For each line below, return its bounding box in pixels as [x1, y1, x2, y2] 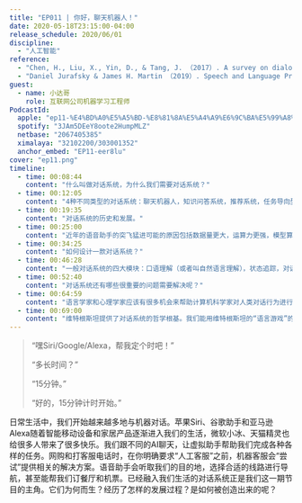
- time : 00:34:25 [17, 239, 83, 248]
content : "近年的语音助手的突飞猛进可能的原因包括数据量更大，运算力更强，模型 [25, 230, 287, 239]
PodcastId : [9, 105, 50, 114]
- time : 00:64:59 [17, 289, 83, 298]
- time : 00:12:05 [17, 189, 83, 198]
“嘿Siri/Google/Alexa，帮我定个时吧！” [31, 340, 174, 351]
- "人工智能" [17, 47, 61, 56]
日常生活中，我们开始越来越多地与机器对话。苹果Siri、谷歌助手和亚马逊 [9, 417, 274, 427]
